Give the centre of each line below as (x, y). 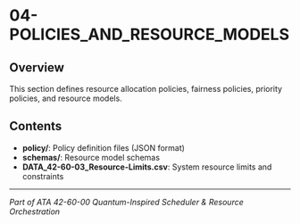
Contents (36, 126)
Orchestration (35, 212)
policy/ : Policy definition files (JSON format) (104, 147)
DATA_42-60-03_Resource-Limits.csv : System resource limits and (147, 167)
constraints (43, 176)
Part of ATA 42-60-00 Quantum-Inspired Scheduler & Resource (126, 202)
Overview (37, 67)
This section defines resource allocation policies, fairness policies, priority (146, 89)
